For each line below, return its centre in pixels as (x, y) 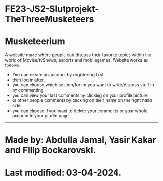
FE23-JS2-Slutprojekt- (52, 9)
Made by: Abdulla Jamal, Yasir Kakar (81, 140)
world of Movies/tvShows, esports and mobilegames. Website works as (77, 60)
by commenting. (28, 90)
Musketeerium (35, 41)
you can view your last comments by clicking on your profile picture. (80, 95)
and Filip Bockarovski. (50, 150)
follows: (13, 65)
